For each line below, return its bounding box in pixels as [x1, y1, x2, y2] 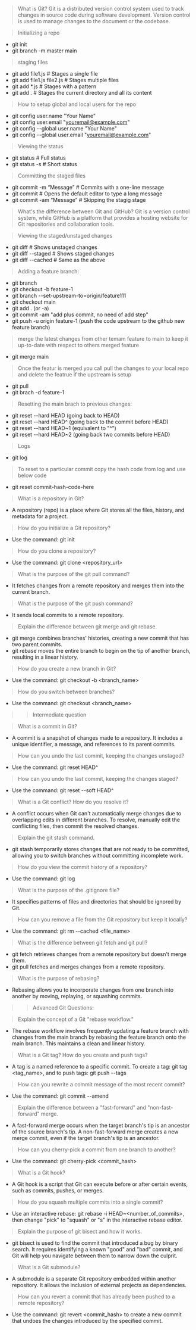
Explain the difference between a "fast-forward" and [17, 1104, 147, 1111]
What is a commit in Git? [17, 723, 77, 730]
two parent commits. [11, 641, 62, 648]
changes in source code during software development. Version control [17, 11, 191, 18]
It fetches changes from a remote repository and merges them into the [11, 582, 184, 589]
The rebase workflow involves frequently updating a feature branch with [11, 1027, 189, 1034]
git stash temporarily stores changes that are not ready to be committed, [11, 846, 189, 852]
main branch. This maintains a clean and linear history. [11, 1040, 146, 1047]
